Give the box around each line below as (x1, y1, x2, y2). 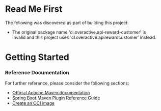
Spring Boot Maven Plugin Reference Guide (12, 95, 100, 101)
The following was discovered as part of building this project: (5, 20, 129, 26)
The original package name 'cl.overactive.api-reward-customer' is (12, 29, 146, 35)
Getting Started (5, 52, 70, 63)
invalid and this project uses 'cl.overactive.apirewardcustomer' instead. (12, 34, 157, 40)
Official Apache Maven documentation (12, 90, 90, 96)
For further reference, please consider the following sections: (5, 80, 129, 86)
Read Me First (5, 3, 63, 15)
